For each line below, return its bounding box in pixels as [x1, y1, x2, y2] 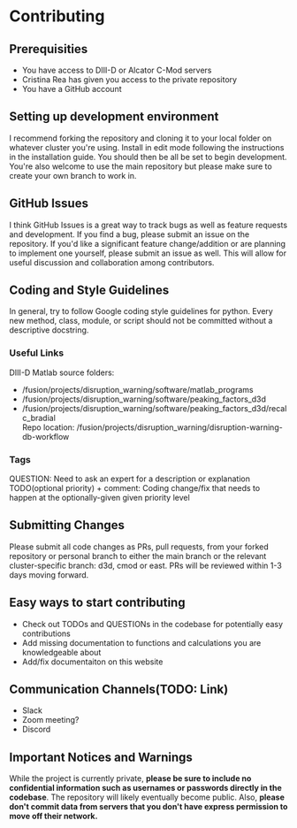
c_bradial [21, 412, 56, 423]
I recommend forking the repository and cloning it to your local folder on [9, 133, 272, 143]
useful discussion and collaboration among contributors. [9, 257, 215, 267]
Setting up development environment [9, 109, 219, 125]
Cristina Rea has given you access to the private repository [21, 74, 237, 85]
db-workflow [21, 431, 70, 441]
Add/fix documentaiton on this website [21, 656, 164, 667]
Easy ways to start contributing [9, 595, 186, 610]
